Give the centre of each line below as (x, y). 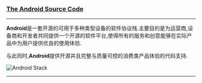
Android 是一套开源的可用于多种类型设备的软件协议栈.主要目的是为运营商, (97, 28)
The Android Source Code (45, 9)
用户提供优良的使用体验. (52, 43)
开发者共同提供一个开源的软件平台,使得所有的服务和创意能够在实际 (105, 36)
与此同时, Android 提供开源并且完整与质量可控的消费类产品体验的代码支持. (97, 56)
